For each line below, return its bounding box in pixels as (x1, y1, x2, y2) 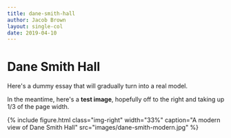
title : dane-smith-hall (7, 10, 76, 17)
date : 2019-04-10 (7, 29, 57, 37)
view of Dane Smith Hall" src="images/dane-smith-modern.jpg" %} (7, 124, 199, 132)
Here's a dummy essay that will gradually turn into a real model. (7, 82, 188, 90)
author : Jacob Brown (7, 17, 67, 23)
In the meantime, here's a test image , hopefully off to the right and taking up (7, 95, 225, 103)
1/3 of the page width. (7, 103, 70, 111)
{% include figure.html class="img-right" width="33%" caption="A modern (7, 116, 221, 124)
